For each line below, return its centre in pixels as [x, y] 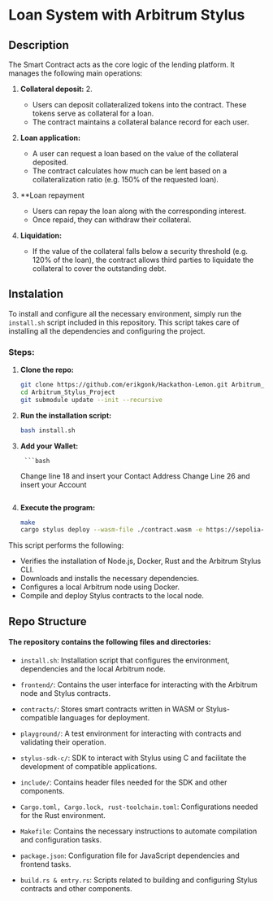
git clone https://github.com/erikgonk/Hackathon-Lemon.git [124, 385]
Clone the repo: [47, 370]
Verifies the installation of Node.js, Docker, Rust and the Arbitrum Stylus [141, 561]
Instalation [36, 294]
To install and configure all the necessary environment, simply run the [125, 313]
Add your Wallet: [49, 446]
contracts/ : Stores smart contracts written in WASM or [112, 709]
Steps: [22, 352]
